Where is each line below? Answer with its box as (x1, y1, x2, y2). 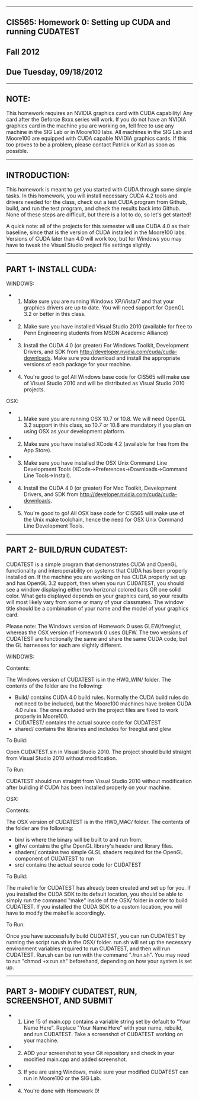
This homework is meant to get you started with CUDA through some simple (6, 186, 192, 193)
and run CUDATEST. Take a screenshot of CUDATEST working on (23, 1030, 184, 1037)
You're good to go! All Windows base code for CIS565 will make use (23, 373, 190, 381)
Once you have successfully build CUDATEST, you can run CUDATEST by (6, 932, 185, 940)
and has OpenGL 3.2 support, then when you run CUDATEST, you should (6, 579, 184, 587)
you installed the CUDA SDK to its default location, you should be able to (6, 890, 183, 897)
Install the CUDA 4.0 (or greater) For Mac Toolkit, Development (23, 484, 177, 492)
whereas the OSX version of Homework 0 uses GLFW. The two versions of (6, 629, 188, 636)
